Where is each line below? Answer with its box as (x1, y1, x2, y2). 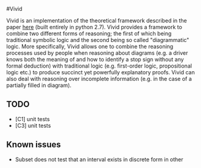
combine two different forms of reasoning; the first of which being (6, 30, 172, 37)
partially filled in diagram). (6, 82, 72, 89)
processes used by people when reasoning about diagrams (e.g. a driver (6, 49, 188, 57)
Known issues (6, 139, 61, 150)
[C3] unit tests (15, 122, 52, 129)
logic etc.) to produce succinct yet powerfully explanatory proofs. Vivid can (6, 69, 196, 75)
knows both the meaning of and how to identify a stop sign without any (6, 56, 184, 63)
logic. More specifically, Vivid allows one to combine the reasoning (6, 43, 174, 50)
